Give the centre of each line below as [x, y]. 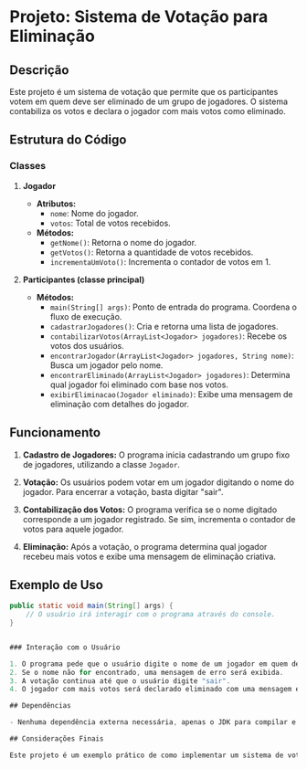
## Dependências [40, 706]
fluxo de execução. [86, 316]
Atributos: [56, 204]
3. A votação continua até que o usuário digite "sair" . [120, 681]
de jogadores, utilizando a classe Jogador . [101, 464]
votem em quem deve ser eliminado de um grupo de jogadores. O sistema [149, 101]
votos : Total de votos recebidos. [110, 223]
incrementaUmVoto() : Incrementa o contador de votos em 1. [160, 261]
